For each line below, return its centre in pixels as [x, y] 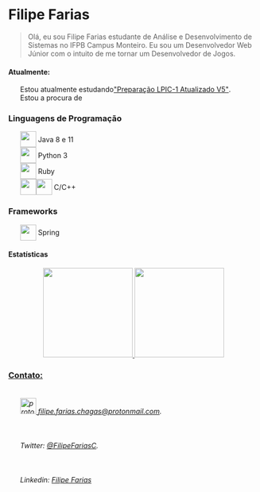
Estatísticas [28, 254]
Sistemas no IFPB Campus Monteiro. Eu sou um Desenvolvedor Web [140, 45]
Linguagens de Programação [65, 118]
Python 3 [52, 155]
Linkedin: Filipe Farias [56, 480]
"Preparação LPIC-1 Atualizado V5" [171, 90]
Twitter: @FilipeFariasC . [59, 446]
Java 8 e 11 [56, 139]
